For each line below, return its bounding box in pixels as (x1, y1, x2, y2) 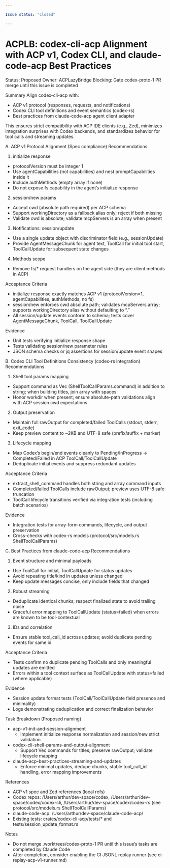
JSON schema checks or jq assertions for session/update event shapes (12, 348, 162, 354)
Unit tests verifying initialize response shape (12, 337, 106, 344)
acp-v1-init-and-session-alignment (12, 725, 86, 732)
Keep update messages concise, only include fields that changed (12, 578, 149, 584)
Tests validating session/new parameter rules (12, 343, 108, 349)
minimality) (12, 701, 36, 707)
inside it (12, 174, 29, 180)
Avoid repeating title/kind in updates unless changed (12, 573, 123, 579)
